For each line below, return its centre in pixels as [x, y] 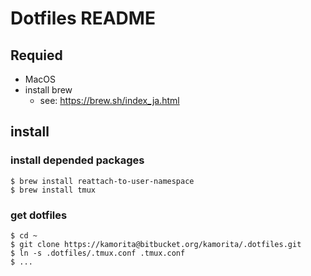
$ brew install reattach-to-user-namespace [102, 181]
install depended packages [77, 160]
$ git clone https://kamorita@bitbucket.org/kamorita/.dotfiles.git [156, 244]
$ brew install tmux [53, 190]
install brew [48, 90]
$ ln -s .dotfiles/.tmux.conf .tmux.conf [98, 253]
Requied [36, 55]
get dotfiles [39, 215]
